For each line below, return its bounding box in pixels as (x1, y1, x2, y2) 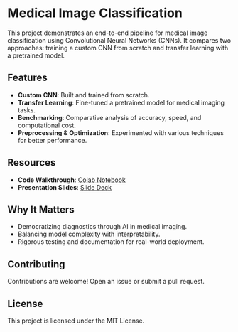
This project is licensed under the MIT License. (7, 316, 145, 325)
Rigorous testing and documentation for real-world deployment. (17, 237, 205, 246)
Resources (7, 156, 56, 168)
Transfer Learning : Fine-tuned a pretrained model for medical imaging (17, 98, 225, 107)
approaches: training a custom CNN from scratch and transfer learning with (7, 43, 229, 52)
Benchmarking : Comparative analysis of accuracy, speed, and (17, 113, 202, 122)
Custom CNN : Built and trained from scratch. (17, 90, 150, 99)
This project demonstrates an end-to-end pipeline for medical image (7, 28, 208, 37)
